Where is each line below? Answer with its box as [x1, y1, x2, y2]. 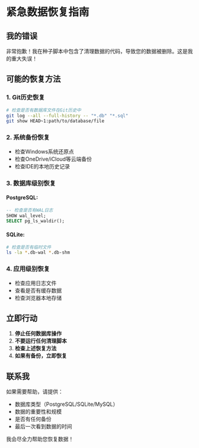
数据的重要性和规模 [14, 408, 62, 415]
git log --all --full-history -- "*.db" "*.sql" [6, 113, 129, 119]
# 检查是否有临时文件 [6, 244, 52, 250]
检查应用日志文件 [14, 279, 57, 286]
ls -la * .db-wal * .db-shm [6, 249, 70, 255]
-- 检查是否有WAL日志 [6, 207, 53, 213]
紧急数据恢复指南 [6, 5, 90, 19]
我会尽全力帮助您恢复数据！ [6, 436, 74, 443]
